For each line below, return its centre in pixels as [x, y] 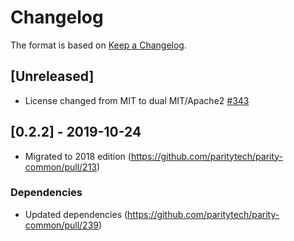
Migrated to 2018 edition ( [78, 156]
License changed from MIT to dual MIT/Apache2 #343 [137, 100]
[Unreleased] [52, 76]
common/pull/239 [61, 225]
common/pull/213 [60, 167]
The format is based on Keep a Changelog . [98, 45]
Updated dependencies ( [76, 214]
